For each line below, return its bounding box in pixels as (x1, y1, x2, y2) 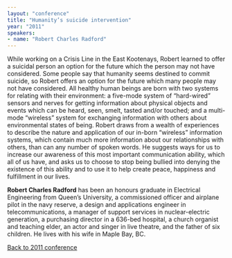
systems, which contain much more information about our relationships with (7, 136, 224, 144)
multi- (208, 107, 226, 115)
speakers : (7, 29, 36, 37)
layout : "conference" (7, 10, 70, 17)
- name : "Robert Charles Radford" (7, 36, 107, 43)
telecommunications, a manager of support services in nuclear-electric (7, 208, 210, 216)
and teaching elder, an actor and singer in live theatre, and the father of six (7, 223, 220, 231)
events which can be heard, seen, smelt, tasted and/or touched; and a (7, 107, 208, 115)
